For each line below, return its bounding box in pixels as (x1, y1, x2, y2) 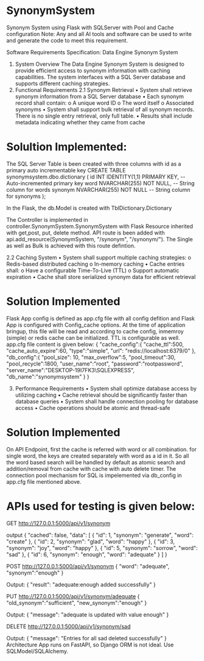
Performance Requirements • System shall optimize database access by (15, 384, 197, 392)
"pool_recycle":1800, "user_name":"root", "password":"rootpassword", (6, 360, 184, 367)
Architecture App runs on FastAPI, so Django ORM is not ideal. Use (6, 641, 174, 648)
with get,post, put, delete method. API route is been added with (6, 229, 166, 236)
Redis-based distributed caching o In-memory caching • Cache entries (6, 260, 185, 267)
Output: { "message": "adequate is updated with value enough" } (6, 610, 169, 618)
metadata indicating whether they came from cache (15, 118, 146, 125)
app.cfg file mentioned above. (6, 478, 82, 485)
